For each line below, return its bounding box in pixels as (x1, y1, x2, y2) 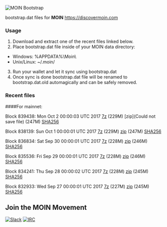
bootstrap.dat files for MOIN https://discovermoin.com (5, 15, 118, 20)
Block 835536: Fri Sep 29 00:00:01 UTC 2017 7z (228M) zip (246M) (5, 153, 146, 159)
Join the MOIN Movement (5, 203, 87, 211)
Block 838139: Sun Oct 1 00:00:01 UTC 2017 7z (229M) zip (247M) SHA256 (5, 128, 162, 134)
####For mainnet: (5, 103, 43, 109)
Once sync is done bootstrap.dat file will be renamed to (12, 74, 128, 80)
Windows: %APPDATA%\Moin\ (12, 53, 76, 60)
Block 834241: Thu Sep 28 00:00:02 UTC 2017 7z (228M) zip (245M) (5, 168, 149, 174)
